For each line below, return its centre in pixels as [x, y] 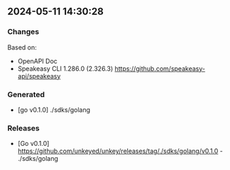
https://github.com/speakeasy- [160, 68]
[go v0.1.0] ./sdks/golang [54, 110]
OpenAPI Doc [38, 61]
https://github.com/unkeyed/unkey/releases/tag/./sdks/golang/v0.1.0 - [120, 151]
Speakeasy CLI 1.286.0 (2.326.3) [65, 68]
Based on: [22, 47]
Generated [26, 94]
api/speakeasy [39, 76]
